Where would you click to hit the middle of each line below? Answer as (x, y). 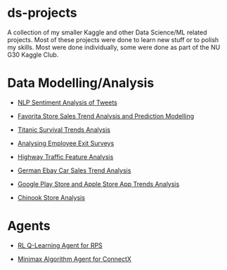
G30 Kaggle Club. (33, 55)
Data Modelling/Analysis (81, 83)
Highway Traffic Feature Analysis (65, 156)
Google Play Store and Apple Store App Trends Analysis (98, 184)
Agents (29, 226)
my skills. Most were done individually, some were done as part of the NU (114, 47)
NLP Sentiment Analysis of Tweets (67, 102)
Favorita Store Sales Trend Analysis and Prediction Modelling (106, 116)
